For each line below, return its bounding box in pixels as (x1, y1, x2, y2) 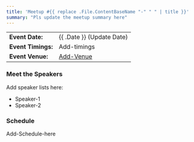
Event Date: (9, 32, 43, 41)
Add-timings (58, 43, 95, 51)
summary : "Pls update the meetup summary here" (6, 14, 128, 20)
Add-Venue (58, 52, 92, 61)
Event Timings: (9, 43, 53, 51)
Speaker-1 (14, 95, 40, 102)
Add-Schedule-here (6, 130, 56, 138)
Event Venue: (9, 52, 48, 61)
